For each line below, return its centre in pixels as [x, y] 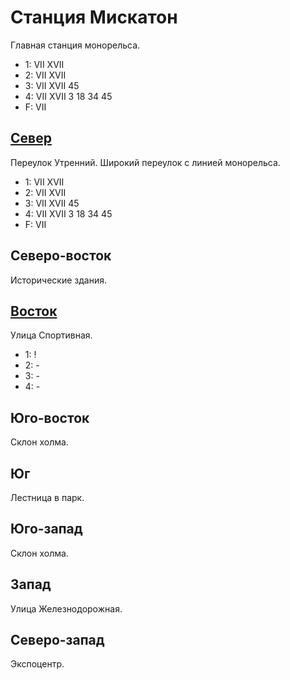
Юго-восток [50, 417]
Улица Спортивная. [51, 335]
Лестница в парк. [47, 497]
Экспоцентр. [37, 664]
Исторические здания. [58, 280]
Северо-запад [57, 640]
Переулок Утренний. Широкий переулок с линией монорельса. [145, 162]
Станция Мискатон [94, 17]
